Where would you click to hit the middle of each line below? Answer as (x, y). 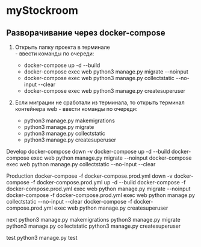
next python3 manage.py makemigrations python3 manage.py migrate (93, 220)
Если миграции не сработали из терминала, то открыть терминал (100, 102)
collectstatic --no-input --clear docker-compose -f (69, 202)
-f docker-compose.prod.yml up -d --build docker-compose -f (108, 182)
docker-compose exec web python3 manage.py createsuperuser (104, 91)
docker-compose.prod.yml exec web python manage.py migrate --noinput (98, 189)
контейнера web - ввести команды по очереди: (76, 109)
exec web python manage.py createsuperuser (111, 208)
